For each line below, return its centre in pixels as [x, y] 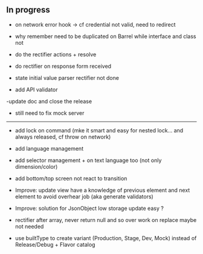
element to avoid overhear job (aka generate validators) [84, 197]
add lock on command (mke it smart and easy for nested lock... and [99, 130]
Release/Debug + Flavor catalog [55, 244]
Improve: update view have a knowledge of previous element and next [102, 190]
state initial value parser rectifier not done [67, 77]
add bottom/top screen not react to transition [71, 178]
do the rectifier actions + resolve [56, 54]
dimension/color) [36, 166]
